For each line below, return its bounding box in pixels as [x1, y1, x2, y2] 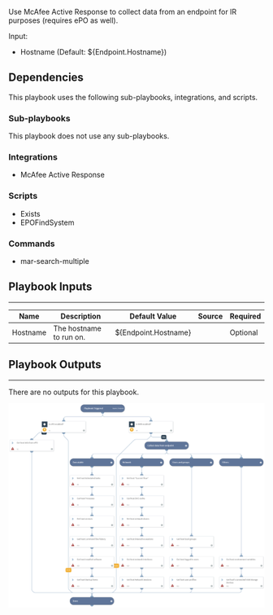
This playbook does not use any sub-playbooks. [8, 131, 170, 141]
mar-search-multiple [19, 257, 89, 266]
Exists [19, 209, 41, 218]
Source [197, 311, 223, 321]
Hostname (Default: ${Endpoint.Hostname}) [19, 47, 167, 56]
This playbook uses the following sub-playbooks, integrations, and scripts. [8, 92, 258, 102]
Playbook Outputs [8, 358, 102, 371]
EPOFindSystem [19, 217, 75, 227]
